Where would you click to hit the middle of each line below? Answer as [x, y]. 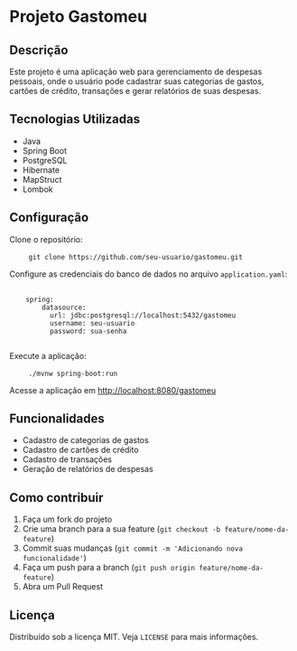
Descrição [39, 50]
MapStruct [42, 179]
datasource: [65, 307]
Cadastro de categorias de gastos [85, 440]
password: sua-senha [88, 331]
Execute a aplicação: [48, 355]
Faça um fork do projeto [67, 519]
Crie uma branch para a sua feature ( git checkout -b [121, 529]
